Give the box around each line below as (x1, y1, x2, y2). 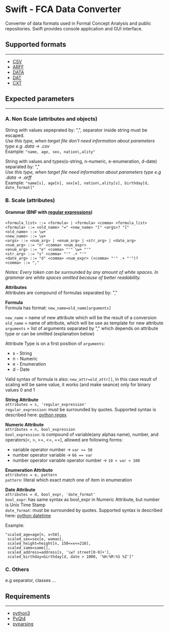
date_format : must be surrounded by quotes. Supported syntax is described (5, 507, 162, 513)
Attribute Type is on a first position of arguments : (5, 340, 105, 347)
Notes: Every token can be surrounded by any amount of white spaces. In (5, 269, 158, 275)
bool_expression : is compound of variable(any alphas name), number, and (5, 431, 158, 437)
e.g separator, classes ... (5, 577, 56, 584)
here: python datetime (5, 512, 51, 518)
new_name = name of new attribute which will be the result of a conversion (5, 314, 157, 320)
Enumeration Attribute (5, 467, 53, 473)
